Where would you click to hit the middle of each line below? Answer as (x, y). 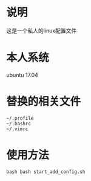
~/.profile (20, 118)
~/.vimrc (17, 129)
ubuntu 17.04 (22, 75)
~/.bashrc (19, 124)
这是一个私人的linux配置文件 (42, 31)
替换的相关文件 (44, 102)
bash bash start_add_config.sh (46, 172)
